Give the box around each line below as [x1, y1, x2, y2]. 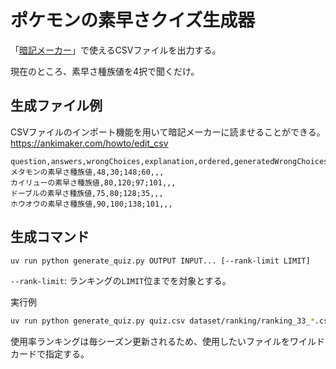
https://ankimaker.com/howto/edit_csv [10, 137, 169, 149]
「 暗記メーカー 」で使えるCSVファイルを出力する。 [10, 44, 222, 56]
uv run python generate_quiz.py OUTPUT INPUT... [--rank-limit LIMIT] [10, 256, 311, 266]
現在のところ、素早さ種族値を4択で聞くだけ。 [10, 65, 200, 77]
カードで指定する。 [10, 348, 90, 360]
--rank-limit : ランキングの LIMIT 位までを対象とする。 [10, 275, 232, 287]
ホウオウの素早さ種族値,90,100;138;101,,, [10, 199, 173, 209]
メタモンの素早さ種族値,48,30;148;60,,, [10, 167, 165, 177]
